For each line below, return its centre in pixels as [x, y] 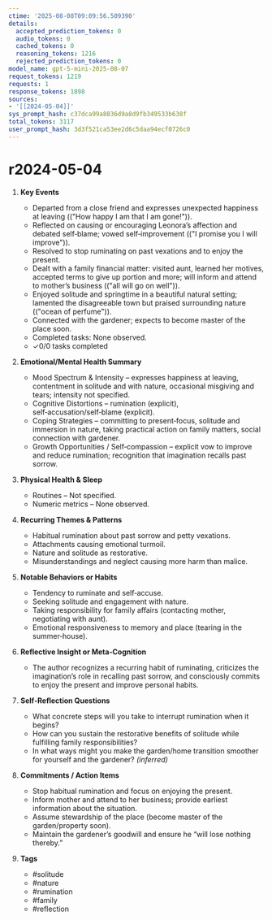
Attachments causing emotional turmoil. [99, 544]
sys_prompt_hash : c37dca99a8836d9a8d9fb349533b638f [97, 115]
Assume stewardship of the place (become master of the [127, 817]
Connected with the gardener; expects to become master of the [139, 320]
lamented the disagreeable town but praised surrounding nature [139, 302]
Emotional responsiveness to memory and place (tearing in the [137, 627]
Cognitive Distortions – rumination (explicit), [106, 403]
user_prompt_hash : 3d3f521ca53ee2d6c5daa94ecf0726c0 [99, 129]
